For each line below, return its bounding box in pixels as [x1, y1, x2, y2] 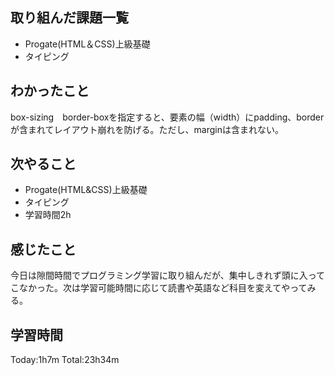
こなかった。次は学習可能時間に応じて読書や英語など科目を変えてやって [10, 282, 308, 294]
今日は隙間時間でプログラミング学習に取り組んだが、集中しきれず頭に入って [10, 269, 326, 282]
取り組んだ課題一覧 [10, 9, 129, 27]
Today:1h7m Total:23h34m [10, 354, 120, 366]
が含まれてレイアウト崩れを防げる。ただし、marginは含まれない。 [10, 123, 284, 135]
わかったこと [10, 83, 90, 100]
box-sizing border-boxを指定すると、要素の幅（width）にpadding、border [10, 111, 325, 123]
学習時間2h [24, 209, 72, 221]
